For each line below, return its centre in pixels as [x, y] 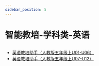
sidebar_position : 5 [26, 9]
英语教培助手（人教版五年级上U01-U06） [53, 53]
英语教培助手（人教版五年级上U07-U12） [53, 59]
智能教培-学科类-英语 [47, 35]
